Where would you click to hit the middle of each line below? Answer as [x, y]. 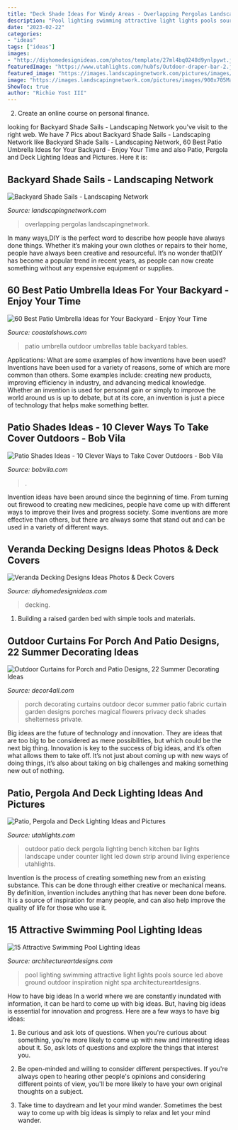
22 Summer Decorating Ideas [73, 652]
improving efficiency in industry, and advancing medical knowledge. [107, 382]
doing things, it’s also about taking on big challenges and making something [118, 763]
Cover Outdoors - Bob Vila [67, 438]
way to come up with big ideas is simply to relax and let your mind [114, 1112]
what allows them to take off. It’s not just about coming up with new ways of [118, 756]
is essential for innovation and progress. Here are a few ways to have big [113, 1011]
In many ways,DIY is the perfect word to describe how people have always [116, 238]
